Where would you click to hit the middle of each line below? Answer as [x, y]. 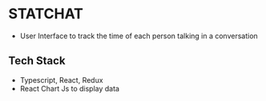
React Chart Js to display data [70, 88]
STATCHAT [46, 14]
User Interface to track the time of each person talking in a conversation [139, 36]
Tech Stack [37, 61]
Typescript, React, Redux [61, 80]
